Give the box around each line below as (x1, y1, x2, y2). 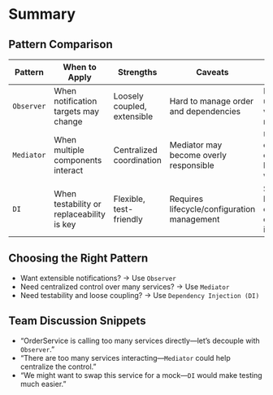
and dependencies (169, 106, 241, 116)
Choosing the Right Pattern (8, 252, 149, 266)
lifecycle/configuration (169, 204, 256, 214)
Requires (169, 193, 204, 204)
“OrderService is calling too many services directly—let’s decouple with (19, 336, 260, 345)
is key (54, 219, 76, 230)
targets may (54, 106, 100, 116)
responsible (169, 160, 214, 171)
